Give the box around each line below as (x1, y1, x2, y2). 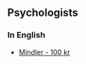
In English (7, 30, 46, 41)
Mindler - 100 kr (18, 47, 71, 57)
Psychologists (7, 6, 79, 20)
